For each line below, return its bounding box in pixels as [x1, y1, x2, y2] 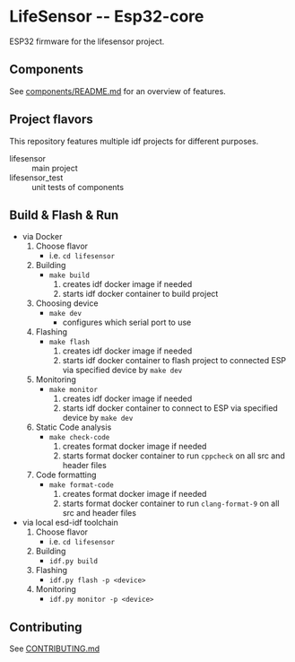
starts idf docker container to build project [62, 289, 219, 300]
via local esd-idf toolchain [22, 518, 119, 528]
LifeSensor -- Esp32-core [9, 6, 204, 27]
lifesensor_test [9, 172, 64, 183]
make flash [48, 338, 90, 347]
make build [48, 271, 90, 280]
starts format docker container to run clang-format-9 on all [62, 498, 280, 509]
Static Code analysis [35, 422, 112, 432]
